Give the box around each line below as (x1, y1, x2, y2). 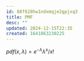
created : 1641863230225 (6, 31, 65, 37)
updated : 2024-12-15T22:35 (6, 25, 73, 31)
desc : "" (6, 20, 28, 25)
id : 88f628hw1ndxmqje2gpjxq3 (6, 8, 78, 15)
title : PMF (6, 14, 33, 20)
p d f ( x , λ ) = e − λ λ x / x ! (6, 47, 54, 55)
